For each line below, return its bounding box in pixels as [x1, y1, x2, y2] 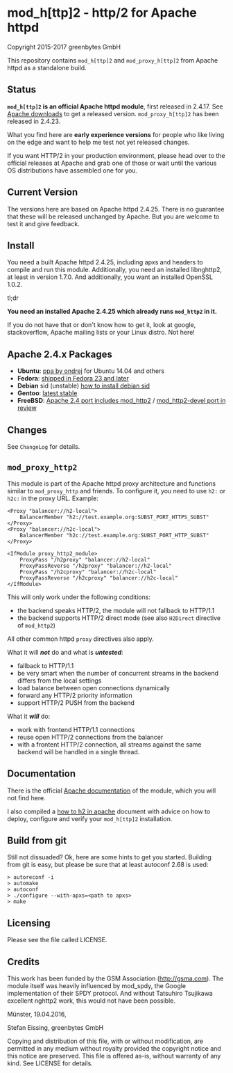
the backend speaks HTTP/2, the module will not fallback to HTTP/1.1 [17, 606, 215, 614]
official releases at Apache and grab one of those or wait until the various [7, 159, 217, 167]
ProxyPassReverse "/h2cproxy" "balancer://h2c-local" [19, 574, 178, 582]
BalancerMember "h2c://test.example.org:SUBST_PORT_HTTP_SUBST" [19, 532, 209, 539]
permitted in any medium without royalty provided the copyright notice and [7, 1044, 222, 1053]
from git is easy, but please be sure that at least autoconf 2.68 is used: [7, 861, 209, 869]
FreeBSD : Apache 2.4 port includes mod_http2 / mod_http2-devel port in [17, 397, 226, 405]
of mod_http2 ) [17, 621, 55, 629]
